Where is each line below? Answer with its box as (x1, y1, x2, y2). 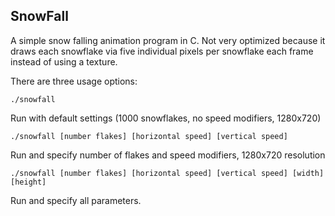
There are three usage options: (10, 75, 138, 87)
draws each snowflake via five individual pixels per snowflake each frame (10, 45, 314, 57)
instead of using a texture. (10, 55, 118, 68)
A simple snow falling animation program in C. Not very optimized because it (10, 34, 326, 46)
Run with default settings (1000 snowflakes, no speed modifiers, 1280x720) (10, 112, 322, 124)
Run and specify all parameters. (10, 194, 142, 206)
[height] (10, 177, 47, 187)
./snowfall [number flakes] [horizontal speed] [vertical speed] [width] (10, 168, 325, 178)
